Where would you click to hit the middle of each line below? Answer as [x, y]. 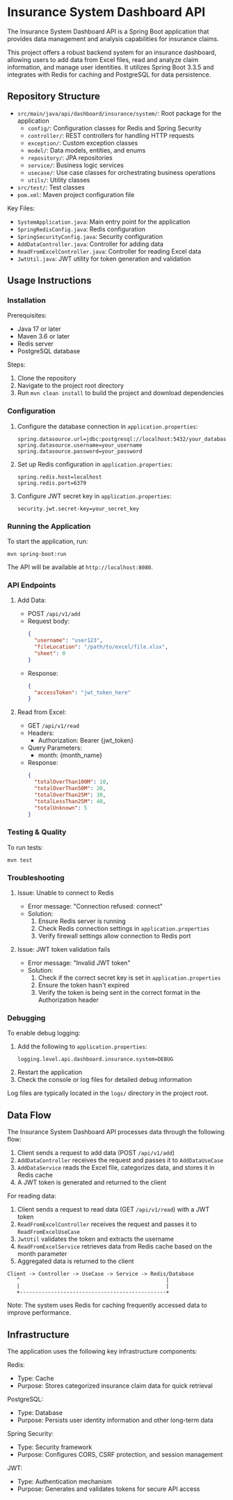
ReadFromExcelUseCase [48, 1232]
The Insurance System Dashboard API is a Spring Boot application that [108, 31]
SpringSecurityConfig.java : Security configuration [90, 236]
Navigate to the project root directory [70, 386]
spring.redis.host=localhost [59, 477]
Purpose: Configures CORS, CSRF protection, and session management [120, 1454]
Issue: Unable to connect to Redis [65, 893]
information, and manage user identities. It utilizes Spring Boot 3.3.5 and [111, 67]
